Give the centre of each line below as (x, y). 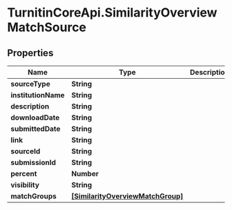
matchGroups (33, 196)
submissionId (33, 162)
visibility (25, 185)
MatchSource (47, 27)
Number (85, 174)
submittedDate (36, 129)
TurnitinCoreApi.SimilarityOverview (112, 13)
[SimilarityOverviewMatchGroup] (127, 196)
